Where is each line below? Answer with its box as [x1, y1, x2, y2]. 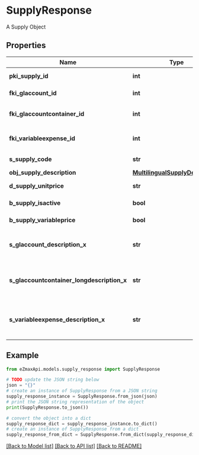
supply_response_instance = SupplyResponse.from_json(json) [6, 393, 158, 400]
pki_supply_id [9, 72, 49, 80]
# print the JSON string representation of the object [6, 399, 145, 405]
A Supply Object [6, 23, 46, 30]
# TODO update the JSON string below [6, 377, 99, 383]
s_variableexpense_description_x [9, 315, 105, 324]
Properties [6, 40, 46, 50]
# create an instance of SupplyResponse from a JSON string [6, 388, 158, 394]
